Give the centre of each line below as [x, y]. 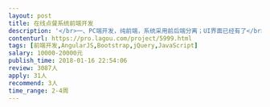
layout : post [30, 16]
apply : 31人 [28, 76]
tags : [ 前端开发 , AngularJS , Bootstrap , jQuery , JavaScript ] [103, 46]
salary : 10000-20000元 [45, 53]
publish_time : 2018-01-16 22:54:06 [68, 61]
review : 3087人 [33, 68]
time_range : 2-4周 [39, 91]
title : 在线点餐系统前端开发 [51, 23]
